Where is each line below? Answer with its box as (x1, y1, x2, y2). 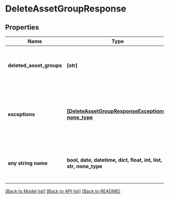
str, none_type (66, 163, 103, 169)
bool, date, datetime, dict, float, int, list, (66, 156, 162, 163)
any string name (8, 160, 48, 166)
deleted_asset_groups (8, 62, 62, 69)
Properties (5, 23, 39, 32)
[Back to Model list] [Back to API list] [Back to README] (5, 188, 121, 194)
